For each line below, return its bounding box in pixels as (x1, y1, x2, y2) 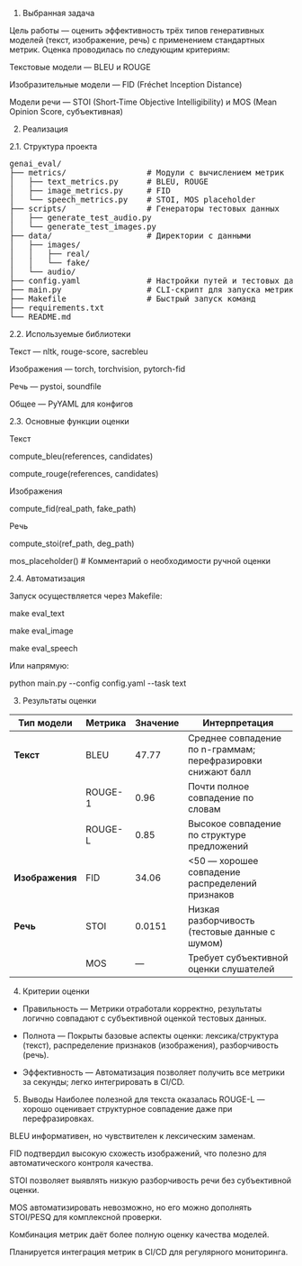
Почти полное (187, 780, 250, 792)
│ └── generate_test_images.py (9, 222, 157, 232)
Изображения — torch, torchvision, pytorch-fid (9, 364, 186, 374)
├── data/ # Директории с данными (9, 231, 252, 241)
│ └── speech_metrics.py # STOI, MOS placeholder (9, 195, 256, 205)
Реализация (22, 123, 69, 134)
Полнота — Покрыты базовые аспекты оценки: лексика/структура (22, 1031, 279, 1041)
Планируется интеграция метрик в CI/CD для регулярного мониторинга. (9, 1247, 289, 1257)
